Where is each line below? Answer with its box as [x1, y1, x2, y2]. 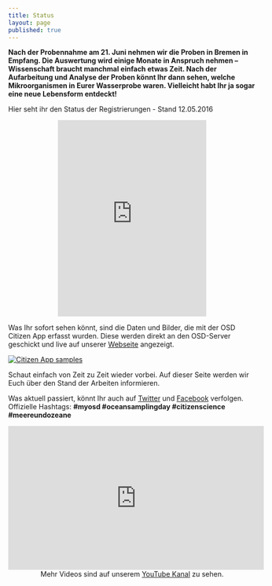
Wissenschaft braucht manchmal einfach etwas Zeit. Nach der [8, 64, 218, 74]
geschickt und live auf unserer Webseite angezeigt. [8, 339, 175, 350]
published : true [8, 26, 61, 34]
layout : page [8, 19, 51, 27]
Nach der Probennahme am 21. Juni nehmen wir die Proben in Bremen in [8, 48, 249, 57]
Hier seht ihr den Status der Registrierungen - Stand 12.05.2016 [8, 104, 214, 114]
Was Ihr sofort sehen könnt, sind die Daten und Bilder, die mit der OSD [8, 323, 236, 332]
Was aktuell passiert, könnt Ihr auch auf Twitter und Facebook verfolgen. [8, 394, 244, 403]
